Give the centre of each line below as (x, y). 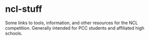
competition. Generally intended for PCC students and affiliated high (75, 28)
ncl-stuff (24, 9)
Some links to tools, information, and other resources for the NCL (72, 23)
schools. (14, 33)
